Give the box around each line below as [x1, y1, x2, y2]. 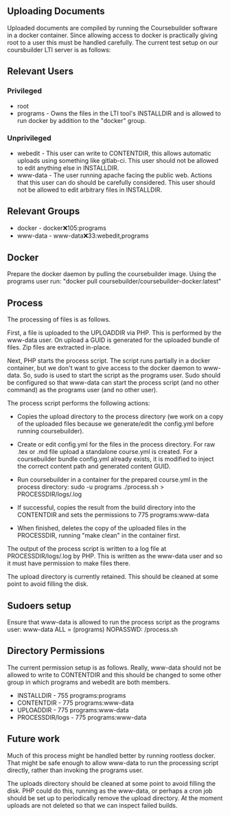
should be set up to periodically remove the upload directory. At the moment [7, 793, 223, 802]
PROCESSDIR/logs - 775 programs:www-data [16, 713, 147, 721]
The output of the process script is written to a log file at [7, 545, 167, 553]
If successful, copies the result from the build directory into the [16, 503, 196, 512]
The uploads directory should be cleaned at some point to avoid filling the [7, 779, 216, 787]
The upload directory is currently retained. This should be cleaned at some [7, 573, 218, 581]
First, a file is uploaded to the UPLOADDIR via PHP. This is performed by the [7, 329, 222, 337]
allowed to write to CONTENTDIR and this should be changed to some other [7, 670, 222, 679]
